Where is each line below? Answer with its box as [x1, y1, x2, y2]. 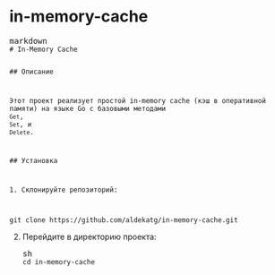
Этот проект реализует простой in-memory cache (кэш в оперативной [9, 96, 267, 105]
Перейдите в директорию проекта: [21, 231, 157, 243]
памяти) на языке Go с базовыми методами [9, 104, 167, 113]
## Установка [9, 157, 58, 166]
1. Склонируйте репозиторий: [9, 185, 118, 194]
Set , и [9, 119, 32, 129]
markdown [9, 36, 47, 46]
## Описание [9, 67, 54, 76]
